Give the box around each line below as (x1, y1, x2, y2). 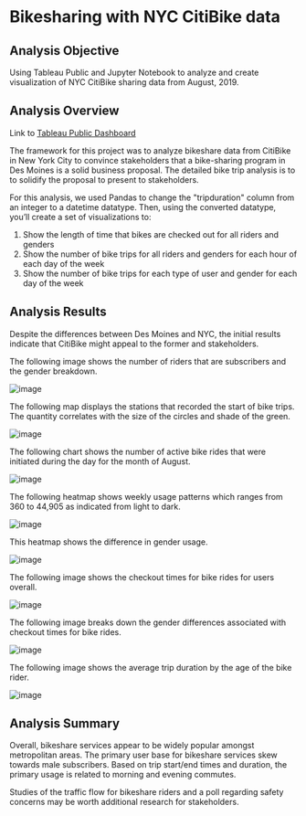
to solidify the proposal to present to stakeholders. (9, 174, 199, 185)
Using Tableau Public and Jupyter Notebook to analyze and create (9, 67, 259, 78)
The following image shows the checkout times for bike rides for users (9, 571, 275, 582)
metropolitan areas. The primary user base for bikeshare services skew (9, 749, 279, 760)
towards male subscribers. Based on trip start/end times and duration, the (9, 759, 288, 770)
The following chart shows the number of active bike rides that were (9, 446, 267, 457)
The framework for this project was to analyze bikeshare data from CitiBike (9, 144, 291, 156)
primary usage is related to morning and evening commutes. (9, 769, 237, 780)
